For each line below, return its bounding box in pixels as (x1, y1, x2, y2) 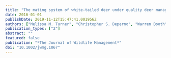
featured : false (5, 36, 40, 41)
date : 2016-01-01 (5, 12, 42, 17)
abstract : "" (5, 31, 33, 36)
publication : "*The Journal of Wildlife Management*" (5, 40, 122, 45)
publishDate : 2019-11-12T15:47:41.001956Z (5, 17, 97, 22)
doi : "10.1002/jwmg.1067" (5, 45, 60, 50)
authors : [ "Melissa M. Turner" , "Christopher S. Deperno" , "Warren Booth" (5, 21, 167, 27)
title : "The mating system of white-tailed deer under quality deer (5, 7, 154, 13)
